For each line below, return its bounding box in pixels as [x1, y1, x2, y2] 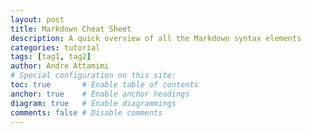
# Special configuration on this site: [10, 71, 177, 81]
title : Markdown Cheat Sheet [10, 24, 132, 34]
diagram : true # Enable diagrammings [10, 98, 177, 108]
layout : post [10, 14, 65, 25]
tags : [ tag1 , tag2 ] [10, 52, 92, 62]
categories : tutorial [10, 42, 101, 53]
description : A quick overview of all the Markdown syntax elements [10, 33, 302, 43]
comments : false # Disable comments [10, 107, 163, 118]
